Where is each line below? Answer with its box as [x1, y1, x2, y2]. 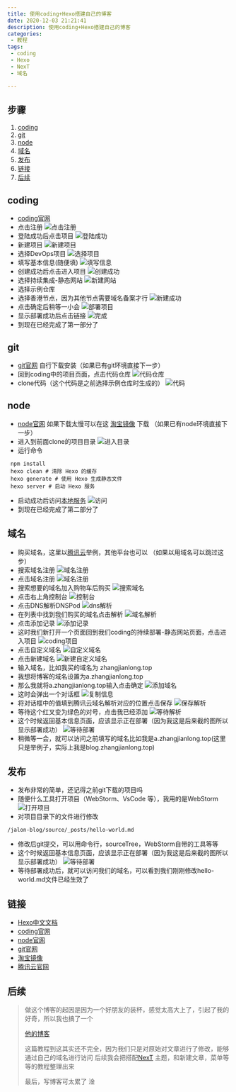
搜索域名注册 [17, 565, 55, 574]
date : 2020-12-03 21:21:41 [7, 17, 87, 24]
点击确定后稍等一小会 [17, 303, 80, 311]
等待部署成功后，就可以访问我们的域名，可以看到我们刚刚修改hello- [17, 867, 214, 875]
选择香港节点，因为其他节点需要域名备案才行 [17, 294, 148, 302]
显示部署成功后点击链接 [17, 311, 86, 320]
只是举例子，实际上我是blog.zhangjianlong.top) [17, 742, 155, 752]
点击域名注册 [17, 574, 55, 583]
